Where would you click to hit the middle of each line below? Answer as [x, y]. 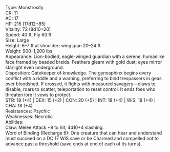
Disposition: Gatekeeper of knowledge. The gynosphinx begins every [78, 73]
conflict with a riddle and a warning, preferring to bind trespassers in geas [84, 78]
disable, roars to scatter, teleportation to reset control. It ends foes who [80, 89]
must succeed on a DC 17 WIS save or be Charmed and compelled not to [82, 138]
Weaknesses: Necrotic [29, 117]
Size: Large [17, 40]
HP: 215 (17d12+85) [26, 24]
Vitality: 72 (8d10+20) [28, 29]
